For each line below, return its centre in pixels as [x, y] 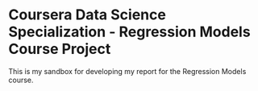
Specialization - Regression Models [130, 32]
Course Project [60, 49]
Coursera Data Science [87, 15]
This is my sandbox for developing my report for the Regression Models [127, 71]
